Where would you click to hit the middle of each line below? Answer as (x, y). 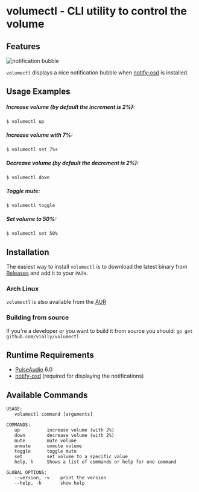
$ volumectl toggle (31, 206)
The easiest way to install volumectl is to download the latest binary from (97, 267)
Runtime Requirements (50, 355)
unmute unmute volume (48, 446)
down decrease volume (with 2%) (64, 436)
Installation (28, 252)
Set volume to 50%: (32, 218)
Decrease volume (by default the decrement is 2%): (72, 163)
